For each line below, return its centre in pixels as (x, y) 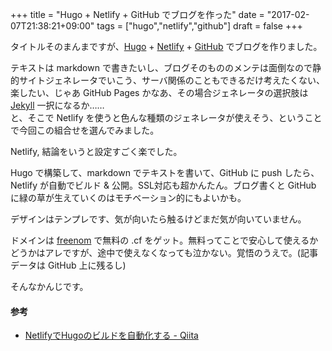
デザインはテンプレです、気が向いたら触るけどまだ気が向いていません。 (158, 219)
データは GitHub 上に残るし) (68, 265)
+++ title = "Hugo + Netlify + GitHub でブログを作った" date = (137, 14)
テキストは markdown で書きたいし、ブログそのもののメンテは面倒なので (161, 67)
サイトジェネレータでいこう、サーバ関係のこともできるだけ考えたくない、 (172, 80)
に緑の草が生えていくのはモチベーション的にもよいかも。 (128, 197)
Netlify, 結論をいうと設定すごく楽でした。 (96, 151)
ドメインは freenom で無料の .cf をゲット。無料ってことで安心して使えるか (164, 240)
